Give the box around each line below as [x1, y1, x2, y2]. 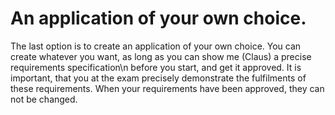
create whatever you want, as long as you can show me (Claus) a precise [10, 50, 312, 62]
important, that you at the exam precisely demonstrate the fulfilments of [10, 72, 307, 84]
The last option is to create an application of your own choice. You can [10, 40, 302, 52]
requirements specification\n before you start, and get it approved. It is [10, 61, 302, 73]
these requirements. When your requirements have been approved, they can [10, 82, 325, 94]
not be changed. [10, 93, 78, 105]
